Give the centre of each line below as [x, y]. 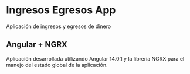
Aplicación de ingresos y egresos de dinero [59, 26]
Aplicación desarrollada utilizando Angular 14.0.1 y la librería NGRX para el [95, 58]
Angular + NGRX [37, 45]
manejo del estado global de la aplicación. [57, 65]
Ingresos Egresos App [61, 10]
